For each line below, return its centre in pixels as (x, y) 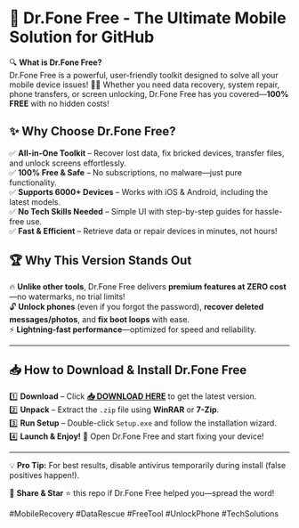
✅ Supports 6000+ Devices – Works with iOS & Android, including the (139, 191)
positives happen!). (44, 475)
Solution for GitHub (82, 37)
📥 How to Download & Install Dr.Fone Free (128, 370)
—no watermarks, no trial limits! (68, 296)
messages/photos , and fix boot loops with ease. (99, 319)
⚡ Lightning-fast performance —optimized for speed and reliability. (133, 329)
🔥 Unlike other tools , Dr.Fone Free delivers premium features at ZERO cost (148, 286)
